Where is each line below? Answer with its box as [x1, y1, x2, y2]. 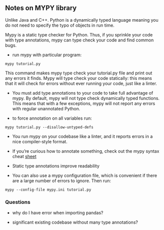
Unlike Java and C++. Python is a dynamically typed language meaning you [5, 17, 159, 23]
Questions [5, 198, 31, 205]
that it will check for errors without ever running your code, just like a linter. [5, 80, 158, 86]
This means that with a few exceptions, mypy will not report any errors [12, 100, 155, 106]
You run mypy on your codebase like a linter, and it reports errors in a [12, 133, 153, 139]
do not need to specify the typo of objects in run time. [5, 22, 115, 28]
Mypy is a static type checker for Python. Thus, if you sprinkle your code [5, 32, 153, 37]
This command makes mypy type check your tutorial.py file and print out [5, 70, 153, 76]
